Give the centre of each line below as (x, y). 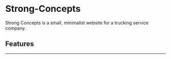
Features (20, 44)
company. (16, 28)
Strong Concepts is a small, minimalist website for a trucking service (77, 23)
